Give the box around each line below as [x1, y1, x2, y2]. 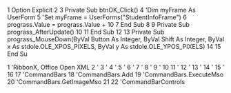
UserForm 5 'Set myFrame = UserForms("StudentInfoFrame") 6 [7, 13, 188, 21]
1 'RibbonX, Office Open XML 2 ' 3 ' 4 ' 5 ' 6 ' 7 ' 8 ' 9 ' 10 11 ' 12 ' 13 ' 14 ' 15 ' [7, 63, 225, 71]
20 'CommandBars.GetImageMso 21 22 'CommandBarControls [7, 78, 185, 85]
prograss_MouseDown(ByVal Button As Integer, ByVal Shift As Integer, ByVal [7, 35, 225, 43]
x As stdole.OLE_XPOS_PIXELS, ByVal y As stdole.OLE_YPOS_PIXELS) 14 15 [7, 43, 221, 50]
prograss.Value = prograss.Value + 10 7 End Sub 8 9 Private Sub [7, 21, 190, 28]
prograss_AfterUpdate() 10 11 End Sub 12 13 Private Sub [7, 28, 165, 36]
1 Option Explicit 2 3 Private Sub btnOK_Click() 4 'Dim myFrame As [7, 6, 197, 14]
